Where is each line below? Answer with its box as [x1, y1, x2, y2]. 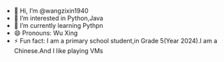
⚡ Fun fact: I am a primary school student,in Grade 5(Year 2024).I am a [13, 37, 218, 45]
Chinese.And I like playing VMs [13, 47, 103, 55]
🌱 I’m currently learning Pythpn [13, 22, 103, 29]
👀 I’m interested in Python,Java [13, 14, 103, 22]
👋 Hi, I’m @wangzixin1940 [13, 7, 89, 15]
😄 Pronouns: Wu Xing [13, 29, 78, 37]
